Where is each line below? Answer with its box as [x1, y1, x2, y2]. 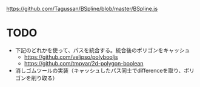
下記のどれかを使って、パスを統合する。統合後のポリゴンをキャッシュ [15, 46, 190, 53]
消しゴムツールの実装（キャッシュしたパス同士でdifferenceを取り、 [15, 67, 184, 74]
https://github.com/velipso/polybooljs [24, 53, 118, 61]
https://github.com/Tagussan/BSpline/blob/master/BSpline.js [6, 5, 158, 12]
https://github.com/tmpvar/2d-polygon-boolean [24, 59, 144, 67]
